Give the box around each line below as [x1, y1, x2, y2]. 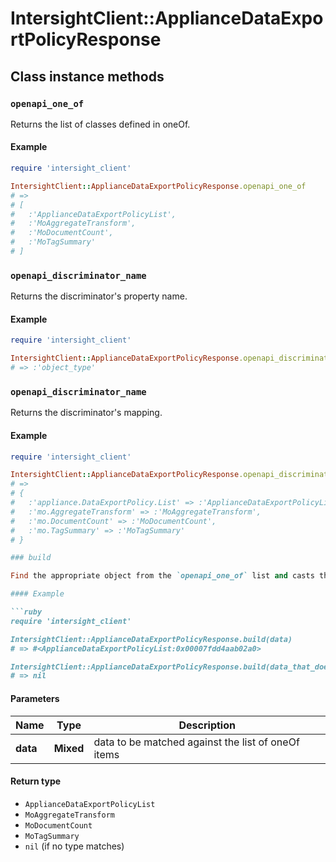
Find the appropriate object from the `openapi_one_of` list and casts [10, 571, 315, 581]
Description [178, 718, 236, 732]
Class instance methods [10, 68, 165, 85]
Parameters [10, 692, 60, 704]
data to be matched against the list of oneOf [93, 735, 300, 749]
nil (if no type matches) [24, 840, 125, 852]
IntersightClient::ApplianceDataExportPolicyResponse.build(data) [10, 634, 293, 644]
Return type [10, 775, 62, 787]
